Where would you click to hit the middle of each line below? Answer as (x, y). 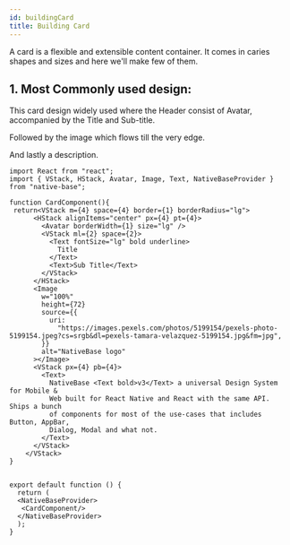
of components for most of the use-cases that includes (155, 415)
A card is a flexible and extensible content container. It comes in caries (140, 51)
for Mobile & (34, 391)
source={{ (60, 313)
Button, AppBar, (39, 422)
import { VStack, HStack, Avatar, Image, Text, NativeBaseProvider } (142, 179)
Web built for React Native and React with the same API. (159, 399)
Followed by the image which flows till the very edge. (107, 138)
